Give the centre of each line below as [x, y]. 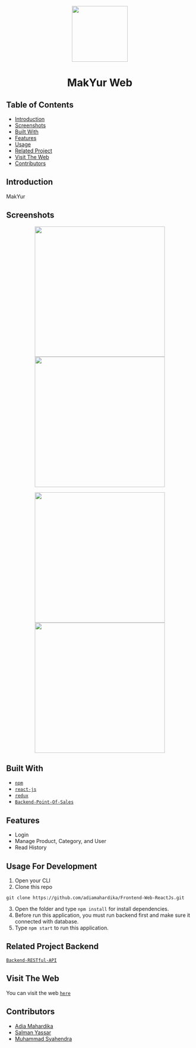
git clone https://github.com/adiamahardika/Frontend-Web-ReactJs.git [95, 898]
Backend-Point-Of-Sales [44, 802]
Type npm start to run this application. [61, 928]
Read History [31, 848]
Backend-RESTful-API [32, 960]
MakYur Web [100, 83]
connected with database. [47, 922]
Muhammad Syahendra [43, 1038]
